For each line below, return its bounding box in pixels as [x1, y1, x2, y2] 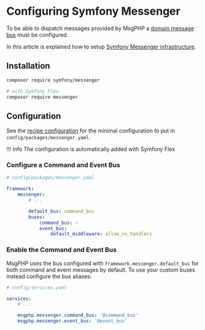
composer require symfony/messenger [6, 77, 100, 83]
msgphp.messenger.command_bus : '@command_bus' [17, 312, 139, 318]
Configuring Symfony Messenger [6, 4, 181, 18]
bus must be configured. [6, 31, 69, 38]
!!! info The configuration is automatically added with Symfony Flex [6, 145, 176, 153]
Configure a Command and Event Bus [6, 161, 121, 169]
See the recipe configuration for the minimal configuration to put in [6, 127, 175, 134]
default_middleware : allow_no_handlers [50, 231, 152, 237]
